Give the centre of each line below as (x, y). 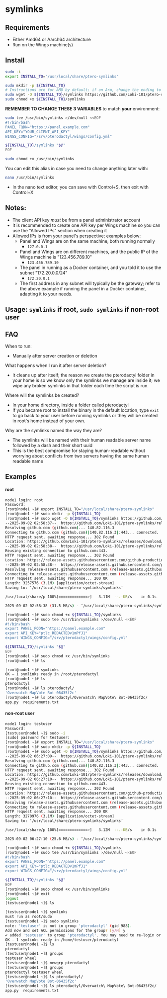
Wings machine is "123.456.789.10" (56, 257)
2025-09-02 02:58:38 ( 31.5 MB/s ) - (42, 606)
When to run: (19, 346)
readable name (28, 461)
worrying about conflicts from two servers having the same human (81, 455)
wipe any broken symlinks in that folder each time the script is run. (81, 385)
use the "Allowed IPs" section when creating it (60, 230)
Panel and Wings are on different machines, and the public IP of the (89, 252)
